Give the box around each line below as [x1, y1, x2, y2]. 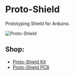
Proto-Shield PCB [12, 64, 50, 70]
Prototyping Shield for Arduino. [5, 20, 70, 27]
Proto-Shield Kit [12, 59, 46, 65]
